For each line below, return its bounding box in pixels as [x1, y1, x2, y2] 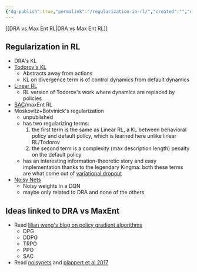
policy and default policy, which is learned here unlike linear [31, 132, 177, 140]
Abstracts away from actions [22, 70, 93, 77]
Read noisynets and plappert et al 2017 [14, 259, 109, 266]
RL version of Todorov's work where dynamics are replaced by [22, 89, 175, 96]
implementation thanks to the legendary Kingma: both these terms [22, 164, 183, 171]
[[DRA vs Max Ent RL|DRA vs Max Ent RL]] [5, 25, 108, 32]
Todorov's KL [14, 64, 46, 71]
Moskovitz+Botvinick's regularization [14, 107, 104, 115]
